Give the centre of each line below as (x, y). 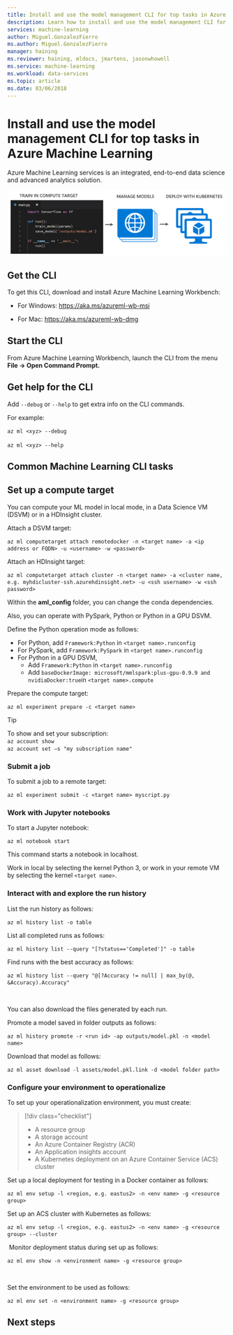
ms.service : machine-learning (51, 66)
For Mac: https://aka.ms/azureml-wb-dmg (78, 319)
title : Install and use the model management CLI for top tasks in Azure (117, 15)
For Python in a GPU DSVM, (57, 657)
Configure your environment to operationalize (87, 1087)
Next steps (31, 1322)
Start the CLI (35, 341)
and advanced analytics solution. (55, 180)
